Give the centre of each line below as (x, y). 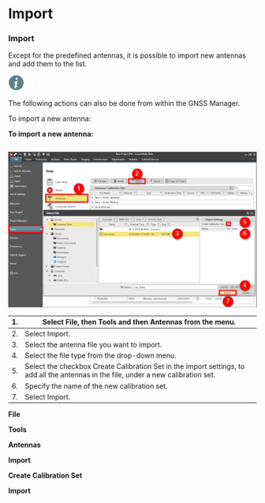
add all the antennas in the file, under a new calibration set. (120, 375)
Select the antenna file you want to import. (93, 344)
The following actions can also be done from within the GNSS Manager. (124, 103)
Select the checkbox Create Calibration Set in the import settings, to (135, 366)
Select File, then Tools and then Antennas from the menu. (139, 322)
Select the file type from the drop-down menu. (101, 355)
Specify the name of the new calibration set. (96, 386)
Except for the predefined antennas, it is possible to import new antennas (127, 55)
